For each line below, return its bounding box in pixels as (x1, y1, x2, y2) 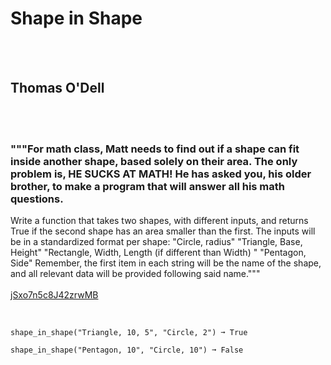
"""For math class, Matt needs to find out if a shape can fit (10, 142, 300, 156)
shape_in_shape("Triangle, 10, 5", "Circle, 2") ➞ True (10, 328, 248, 338)
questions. (10, 192, 64, 206)
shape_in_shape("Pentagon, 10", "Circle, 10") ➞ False (10, 345, 244, 356)
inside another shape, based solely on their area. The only (10, 154, 298, 168)
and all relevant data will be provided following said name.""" (10, 268, 261, 280)
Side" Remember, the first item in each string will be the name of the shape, (10, 257, 322, 269)
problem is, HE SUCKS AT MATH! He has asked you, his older (10, 167, 312, 181)
